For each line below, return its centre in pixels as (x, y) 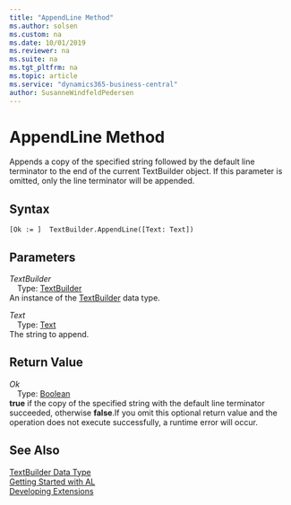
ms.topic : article (43, 76)
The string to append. (49, 335)
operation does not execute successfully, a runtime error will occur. (133, 422)
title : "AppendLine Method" (62, 17)
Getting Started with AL (52, 482)
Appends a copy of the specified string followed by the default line (132, 161)
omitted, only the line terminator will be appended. (102, 181)
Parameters (43, 257)
